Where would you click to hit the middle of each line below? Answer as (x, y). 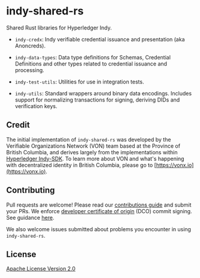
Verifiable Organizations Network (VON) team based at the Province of (93, 146)
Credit (18, 125)
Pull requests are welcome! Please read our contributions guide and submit (99, 205)
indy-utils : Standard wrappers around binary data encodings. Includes (103, 93)
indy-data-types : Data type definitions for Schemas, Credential (93, 57)
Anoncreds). (30, 46)
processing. (30, 70)
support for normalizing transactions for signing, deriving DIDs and (97, 100)
